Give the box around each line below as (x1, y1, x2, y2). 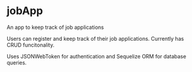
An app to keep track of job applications (6, 24, 104, 31)
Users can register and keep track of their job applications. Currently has (6, 35, 184, 42)
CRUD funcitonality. (6, 41, 55, 48)
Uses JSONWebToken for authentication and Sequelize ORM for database (6, 53, 187, 60)
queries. (6, 59, 27, 66)
